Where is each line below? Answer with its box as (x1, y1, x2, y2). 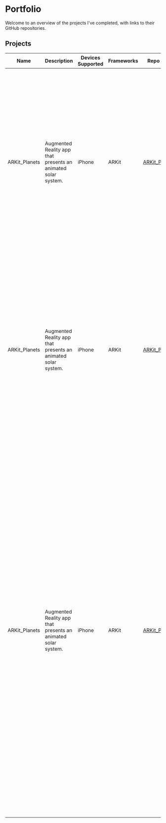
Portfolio (5, 3, 41, 15)
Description (44, 57, 73, 64)
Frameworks (108, 57, 138, 64)
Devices (81, 54, 100, 61)
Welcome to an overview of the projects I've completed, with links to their (5, 20, 155, 26)
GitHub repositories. (5, 25, 46, 31)
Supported (78, 60, 104, 67)
